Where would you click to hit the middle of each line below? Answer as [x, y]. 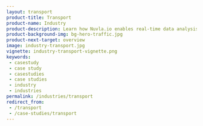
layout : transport [29, 12]
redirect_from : [25, 102]
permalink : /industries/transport [50, 96]
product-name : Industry [36, 23]
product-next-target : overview [46, 40]
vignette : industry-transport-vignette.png [62, 51]
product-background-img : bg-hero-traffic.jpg [64, 35]
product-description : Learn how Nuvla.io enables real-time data [90, 29]
